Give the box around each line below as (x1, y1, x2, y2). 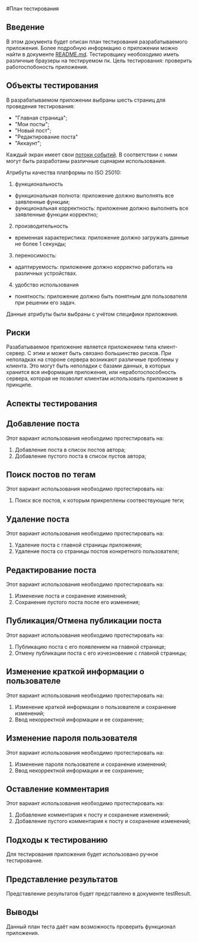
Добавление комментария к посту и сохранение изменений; (14, 811, 170, 818)
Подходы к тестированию (6, 835, 108, 845)
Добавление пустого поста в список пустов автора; (14, 452, 146, 460)
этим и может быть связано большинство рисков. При (32, 350, 172, 357)
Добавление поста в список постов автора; (14, 446, 126, 453)
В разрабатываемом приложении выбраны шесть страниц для (6, 96, 166, 103)
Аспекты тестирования (6, 398, 98, 409)
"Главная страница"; (14, 114, 68, 121)
